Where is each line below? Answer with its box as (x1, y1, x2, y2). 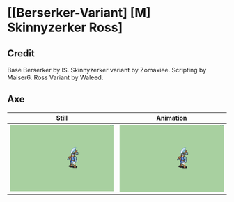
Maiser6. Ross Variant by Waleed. (7, 73, 104, 81)
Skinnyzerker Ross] (7, 20, 123, 36)
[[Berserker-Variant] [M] (7, 5, 151, 21)
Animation (156, 114, 187, 123)
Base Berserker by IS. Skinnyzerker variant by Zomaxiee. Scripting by (7, 66, 207, 74)
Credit (7, 47, 35, 59)
